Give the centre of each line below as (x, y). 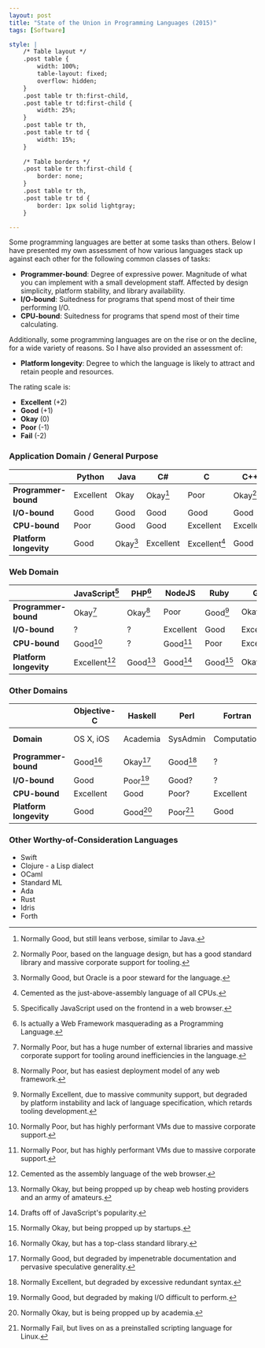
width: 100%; (59, 67)
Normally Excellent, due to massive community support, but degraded (134, 1094)
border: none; (60, 177)
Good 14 (178, 662)
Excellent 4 (207, 543)
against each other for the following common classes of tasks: (110, 259)
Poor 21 (182, 811)
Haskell (142, 716)
